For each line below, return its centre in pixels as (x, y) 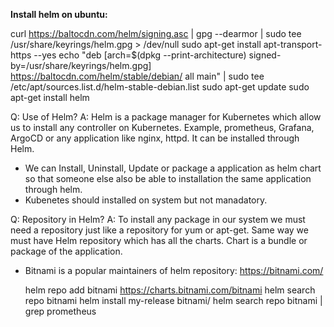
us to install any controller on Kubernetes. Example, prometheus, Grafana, (162, 127)
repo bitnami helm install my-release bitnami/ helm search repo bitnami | (173, 300)
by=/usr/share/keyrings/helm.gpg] (81, 65)
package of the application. (66, 251)
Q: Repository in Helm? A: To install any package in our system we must (158, 219)
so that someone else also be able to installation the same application (168, 178)
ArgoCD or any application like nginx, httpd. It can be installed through (155, 138)
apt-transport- (293, 44)
